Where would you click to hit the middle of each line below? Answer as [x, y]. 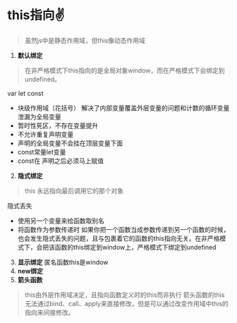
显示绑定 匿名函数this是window [63, 262]
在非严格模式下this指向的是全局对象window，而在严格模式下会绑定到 [124, 70]
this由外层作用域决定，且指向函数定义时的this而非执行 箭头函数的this [124, 295]
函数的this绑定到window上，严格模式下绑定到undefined [135, 247]
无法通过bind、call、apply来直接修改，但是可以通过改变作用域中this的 [127, 303]
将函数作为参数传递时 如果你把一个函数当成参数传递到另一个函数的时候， [123, 229]
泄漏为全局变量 [39, 116]
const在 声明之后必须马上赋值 [61, 161]
